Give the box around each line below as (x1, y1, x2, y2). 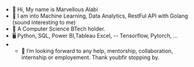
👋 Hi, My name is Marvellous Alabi (12, 6, 98, 13)
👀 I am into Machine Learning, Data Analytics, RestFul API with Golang (12, 12, 189, 19)
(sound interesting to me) (12, 19, 76, 26)
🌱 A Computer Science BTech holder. (12, 25, 106, 32)
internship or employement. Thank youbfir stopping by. (21, 54, 160, 61)
